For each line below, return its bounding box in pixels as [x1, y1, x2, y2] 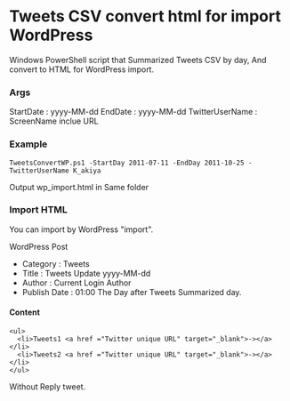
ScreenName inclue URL [9, 116, 100, 126]
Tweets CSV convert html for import [9, 6, 282, 27]
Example [9, 138, 48, 150]
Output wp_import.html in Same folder [9, 181, 149, 192]
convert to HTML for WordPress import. [9, 64, 154, 75]
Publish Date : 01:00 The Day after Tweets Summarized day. [21, 286, 242, 297]
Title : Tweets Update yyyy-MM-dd [21, 268, 151, 278]
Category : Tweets [21, 258, 91, 269]
